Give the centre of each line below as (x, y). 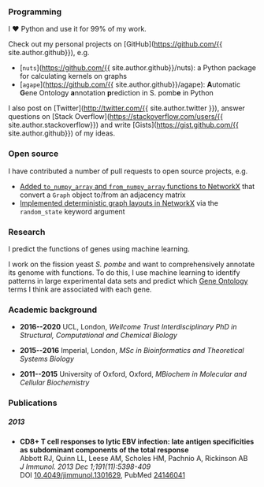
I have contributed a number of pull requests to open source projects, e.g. (128, 171)
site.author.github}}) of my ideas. (62, 133)
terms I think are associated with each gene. (80, 289)
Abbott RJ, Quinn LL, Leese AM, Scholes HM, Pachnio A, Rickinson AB (134, 459)
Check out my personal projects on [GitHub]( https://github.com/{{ (115, 44)
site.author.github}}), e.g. (49, 53)
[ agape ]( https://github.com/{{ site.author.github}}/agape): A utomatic (130, 84)
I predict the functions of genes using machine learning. (99, 249)
